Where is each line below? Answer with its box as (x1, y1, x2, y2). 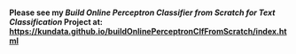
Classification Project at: (9, 16, 104, 27)
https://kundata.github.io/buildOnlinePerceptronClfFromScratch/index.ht (9, 26, 287, 36)
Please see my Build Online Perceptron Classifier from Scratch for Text (9, 7, 277, 18)
